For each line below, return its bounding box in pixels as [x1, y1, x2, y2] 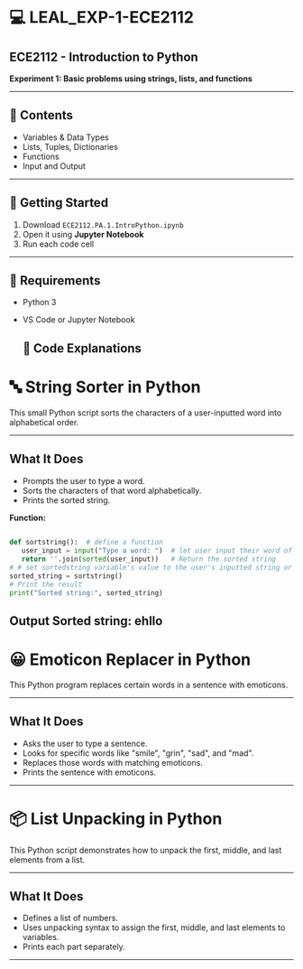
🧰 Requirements [9, 273, 101, 289]
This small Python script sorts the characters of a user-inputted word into [9, 407, 282, 418]
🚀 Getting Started [9, 195, 109, 210]
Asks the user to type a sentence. [22, 738, 148, 749]
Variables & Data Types [22, 132, 110, 143]
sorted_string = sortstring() [9, 571, 124, 581]
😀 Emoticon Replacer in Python [9, 649, 251, 670]
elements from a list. [9, 854, 86, 865]
